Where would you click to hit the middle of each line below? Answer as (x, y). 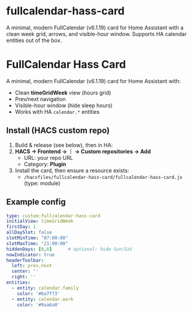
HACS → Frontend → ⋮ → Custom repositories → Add (83, 151)
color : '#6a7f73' (39, 294)
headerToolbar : (25, 260)
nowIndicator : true (31, 255)
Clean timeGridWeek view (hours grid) (63, 92)
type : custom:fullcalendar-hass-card (53, 216)
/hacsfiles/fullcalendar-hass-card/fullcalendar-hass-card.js (103, 177)
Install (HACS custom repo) (58, 131)
